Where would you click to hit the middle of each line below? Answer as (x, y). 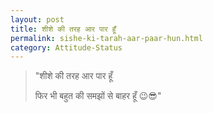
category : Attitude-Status (66, 47)
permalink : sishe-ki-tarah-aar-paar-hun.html (106, 38)
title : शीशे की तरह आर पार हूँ (63, 29)
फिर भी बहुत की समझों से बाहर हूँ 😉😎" (98, 96)
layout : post (37, 19)
